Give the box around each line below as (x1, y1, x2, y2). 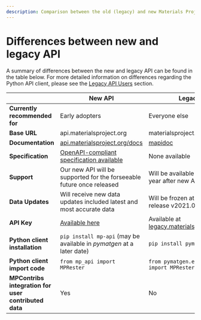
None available (148, 152, 190, 160)
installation (9, 243, 42, 251)
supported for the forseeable (60, 173, 141, 181)
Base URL (9, 129, 37, 137)
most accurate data (60, 205, 115, 213)
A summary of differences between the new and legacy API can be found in (6, 67, 193, 74)
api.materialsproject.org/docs (60, 138, 143, 147)
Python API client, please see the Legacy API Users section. (6, 80, 154, 87)
